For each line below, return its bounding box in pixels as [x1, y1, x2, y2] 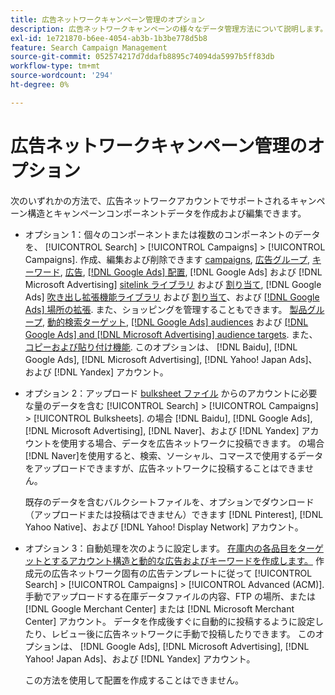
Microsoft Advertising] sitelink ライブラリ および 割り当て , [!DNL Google [24, 278, 322, 290]
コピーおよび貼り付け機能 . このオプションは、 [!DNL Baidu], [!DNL [24, 341, 298, 353]
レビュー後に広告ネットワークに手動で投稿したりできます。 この [51, 627, 316, 640]
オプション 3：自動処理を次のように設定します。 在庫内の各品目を [24, 542, 298, 554]
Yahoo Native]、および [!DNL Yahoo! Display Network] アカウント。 [24, 521, 304, 533]
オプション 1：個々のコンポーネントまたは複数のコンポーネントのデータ [24, 228, 321, 240]
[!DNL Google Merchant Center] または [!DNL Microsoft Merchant [24, 602, 295, 615]
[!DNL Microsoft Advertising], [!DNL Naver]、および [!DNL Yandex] [24, 424, 300, 436]
